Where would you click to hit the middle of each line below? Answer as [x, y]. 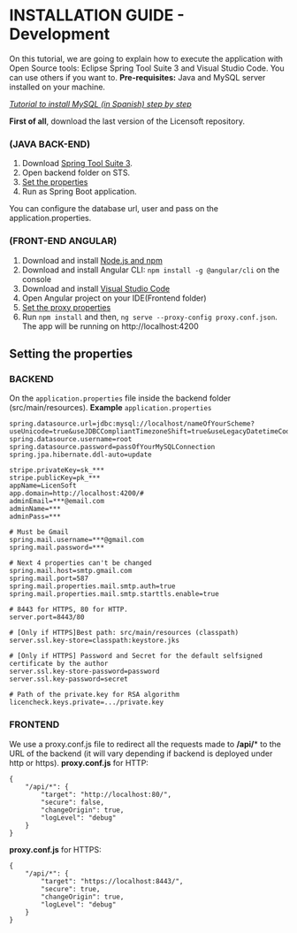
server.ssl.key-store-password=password [85, 672]
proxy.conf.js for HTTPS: [55, 849]
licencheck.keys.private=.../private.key [87, 703]
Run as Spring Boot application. [79, 192]
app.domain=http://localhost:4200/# [76, 493]
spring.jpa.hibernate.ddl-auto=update [80, 455]
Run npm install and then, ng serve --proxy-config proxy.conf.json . [150, 317]
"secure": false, [72, 802]
